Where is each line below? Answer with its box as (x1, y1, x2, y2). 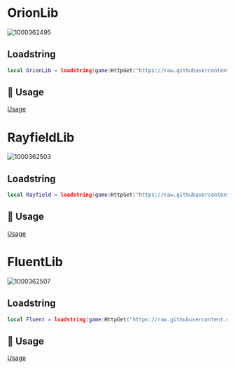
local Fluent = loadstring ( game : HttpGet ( (7, 316, 130, 323)
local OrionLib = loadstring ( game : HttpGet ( (7, 67, 136, 74)
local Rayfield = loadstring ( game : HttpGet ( (7, 191, 136, 199)
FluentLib (7, 254, 63, 270)
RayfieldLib (7, 130, 75, 145)
